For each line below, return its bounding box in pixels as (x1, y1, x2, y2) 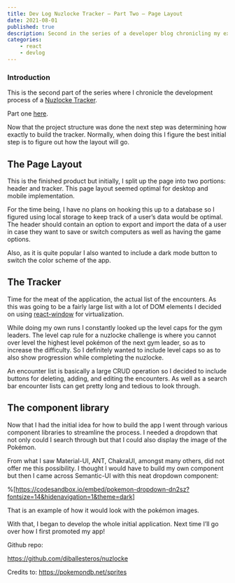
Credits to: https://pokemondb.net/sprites (7, 568, 127, 576)
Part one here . (7, 109, 49, 118)
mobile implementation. (7, 191, 75, 200)
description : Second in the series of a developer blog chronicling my (7, 29, 220, 37)
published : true (7, 23, 55, 30)
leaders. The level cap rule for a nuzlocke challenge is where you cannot (7, 331, 217, 339)
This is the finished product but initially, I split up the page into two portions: (7, 177, 226, 185)
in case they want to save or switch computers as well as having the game (7, 227, 222, 235)
